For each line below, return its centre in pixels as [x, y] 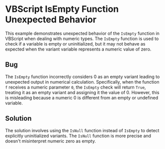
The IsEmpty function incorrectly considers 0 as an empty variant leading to [82, 76]
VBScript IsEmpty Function [62, 9]
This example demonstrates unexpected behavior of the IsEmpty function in [82, 33]
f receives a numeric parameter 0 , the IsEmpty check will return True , [76, 87]
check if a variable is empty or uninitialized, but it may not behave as [75, 44]
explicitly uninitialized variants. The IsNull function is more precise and [78, 136]
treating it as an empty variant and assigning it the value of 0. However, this [82, 92]
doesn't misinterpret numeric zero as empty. [50, 141]
